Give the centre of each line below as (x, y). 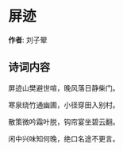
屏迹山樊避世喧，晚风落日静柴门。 (64, 87)
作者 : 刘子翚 (28, 40)
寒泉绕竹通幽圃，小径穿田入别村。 (64, 105)
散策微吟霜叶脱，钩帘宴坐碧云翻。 (64, 122)
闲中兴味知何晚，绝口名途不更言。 (64, 138)
